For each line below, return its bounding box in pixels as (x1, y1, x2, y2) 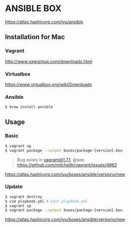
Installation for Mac (5, 33, 65, 41)
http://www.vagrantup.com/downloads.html (5, 59, 93, 64)
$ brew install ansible (5, 105, 53, 109)
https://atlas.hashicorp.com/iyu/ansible (5, 19, 83, 25)
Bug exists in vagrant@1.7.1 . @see (16, 157, 84, 163)
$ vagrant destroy (5, 194, 42, 199)
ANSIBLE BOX (5, 3, 62, 14)
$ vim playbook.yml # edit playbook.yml (5, 199, 88, 204)
